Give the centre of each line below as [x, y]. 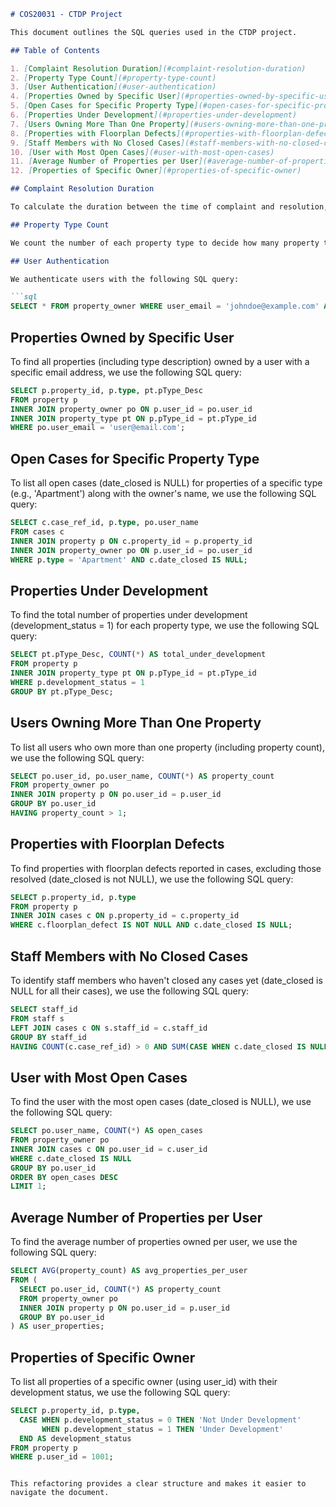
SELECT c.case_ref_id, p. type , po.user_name [104, 523]
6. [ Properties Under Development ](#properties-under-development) [154, 115]
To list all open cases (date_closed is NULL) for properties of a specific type [166, 483]
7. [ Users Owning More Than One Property [98, 124]
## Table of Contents [55, 50]
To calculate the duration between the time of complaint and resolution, [169, 207]
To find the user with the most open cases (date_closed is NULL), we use [161, 1102]
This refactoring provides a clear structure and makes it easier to [158, 1484]
